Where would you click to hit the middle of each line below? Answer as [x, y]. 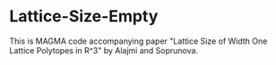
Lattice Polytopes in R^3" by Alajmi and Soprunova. [104, 50]
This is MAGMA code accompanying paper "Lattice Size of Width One [138, 41]
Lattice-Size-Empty [84, 16]
